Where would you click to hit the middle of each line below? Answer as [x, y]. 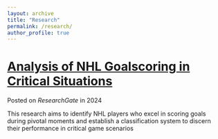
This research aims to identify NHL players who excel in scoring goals [107, 114]
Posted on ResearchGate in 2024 [55, 100]
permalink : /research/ [40, 26]
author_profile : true [38, 33]
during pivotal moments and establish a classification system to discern [109, 121]
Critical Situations [60, 82]
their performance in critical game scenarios [70, 129]
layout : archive [30, 13]
